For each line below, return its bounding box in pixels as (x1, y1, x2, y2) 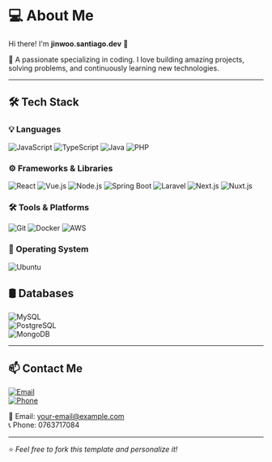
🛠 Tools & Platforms (8, 201, 90, 213)
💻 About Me (8, 6, 95, 25)
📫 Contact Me (8, 361, 83, 375)
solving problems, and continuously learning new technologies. (8, 63, 220, 73)
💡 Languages (8, 123, 62, 135)
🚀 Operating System (8, 244, 89, 255)
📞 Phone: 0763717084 (8, 420, 80, 430)
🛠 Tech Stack (8, 95, 79, 110)
